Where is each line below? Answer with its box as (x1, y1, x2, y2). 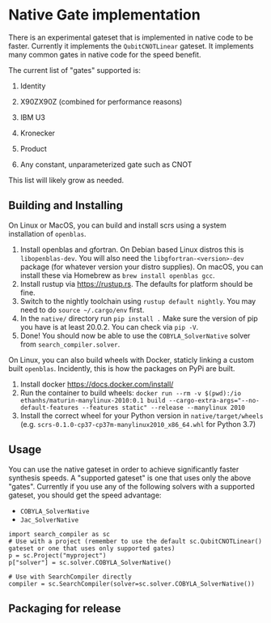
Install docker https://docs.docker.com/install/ (19, 379, 174, 389)
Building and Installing (8, 198, 124, 212)
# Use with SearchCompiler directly (8, 573, 132, 581)
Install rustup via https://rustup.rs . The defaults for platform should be (19, 279, 253, 288)
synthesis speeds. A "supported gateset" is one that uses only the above (8, 472, 252, 483)
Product (19, 143, 47, 153)
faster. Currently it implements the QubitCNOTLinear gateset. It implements (8, 41, 254, 50)
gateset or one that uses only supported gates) (8, 544, 176, 553)
